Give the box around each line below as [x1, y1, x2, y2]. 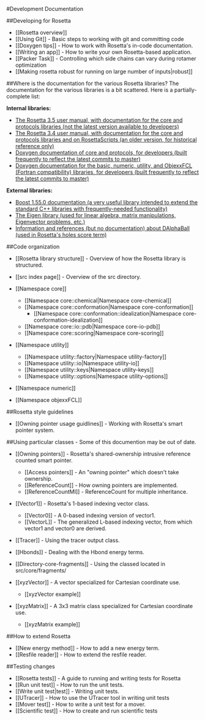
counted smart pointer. [15, 457, 73, 464]
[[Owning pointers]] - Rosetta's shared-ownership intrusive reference [15, 450, 191, 458]
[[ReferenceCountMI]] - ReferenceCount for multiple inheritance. [24, 488, 188, 495]
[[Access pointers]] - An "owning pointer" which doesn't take [24, 469, 179, 476]
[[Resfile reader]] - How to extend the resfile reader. [15, 651, 147, 658]
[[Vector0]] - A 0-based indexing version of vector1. [24, 512, 156, 519]
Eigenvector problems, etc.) [15, 218, 86, 225]
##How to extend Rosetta [6, 633, 71, 640]
